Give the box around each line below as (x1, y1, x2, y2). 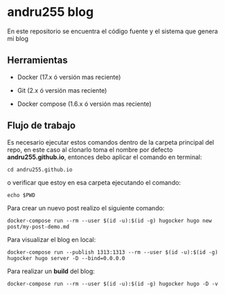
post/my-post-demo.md (7, 223, 70, 230)
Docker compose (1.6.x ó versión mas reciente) (17, 100, 152, 108)
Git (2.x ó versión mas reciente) (17, 86, 107, 94)
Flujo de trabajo (7, 120, 76, 131)
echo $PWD (7, 192, 36, 199)
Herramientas (7, 55, 68, 66)
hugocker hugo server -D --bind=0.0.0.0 (7, 255, 126, 261)
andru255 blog (7, 4, 94, 20)
